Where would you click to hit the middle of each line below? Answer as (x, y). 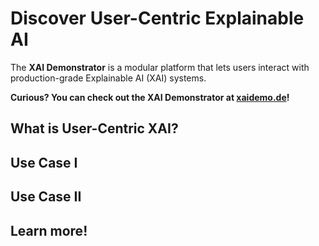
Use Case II (46, 197)
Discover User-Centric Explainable (157, 18)
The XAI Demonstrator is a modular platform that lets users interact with (160, 67)
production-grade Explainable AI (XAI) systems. (108, 78)
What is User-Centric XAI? (94, 128)
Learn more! (49, 230)
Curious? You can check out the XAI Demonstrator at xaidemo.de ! (150, 97)
